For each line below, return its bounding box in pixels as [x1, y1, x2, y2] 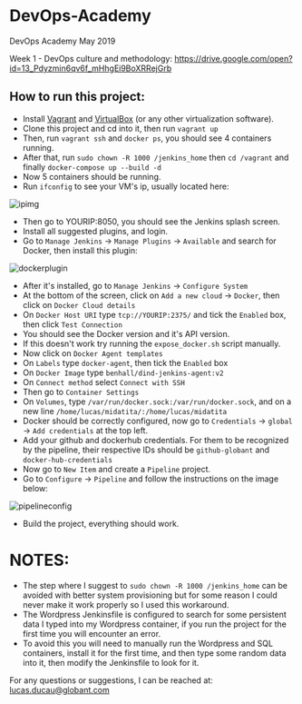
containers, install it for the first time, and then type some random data [22, 647, 287, 659]
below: [22, 482, 48, 493]
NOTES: [9, 550, 70, 570]
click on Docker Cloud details [22, 299, 136, 310]
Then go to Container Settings [22, 386, 140, 397]
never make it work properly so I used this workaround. [22, 599, 229, 610]
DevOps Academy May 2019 [9, 35, 116, 46]
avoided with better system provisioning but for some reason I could [22, 590, 278, 600]
